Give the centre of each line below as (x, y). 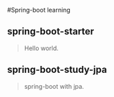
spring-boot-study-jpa (57, 70)
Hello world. (41, 48)
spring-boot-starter (51, 31)
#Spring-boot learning (39, 10)
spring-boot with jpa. (54, 86)
